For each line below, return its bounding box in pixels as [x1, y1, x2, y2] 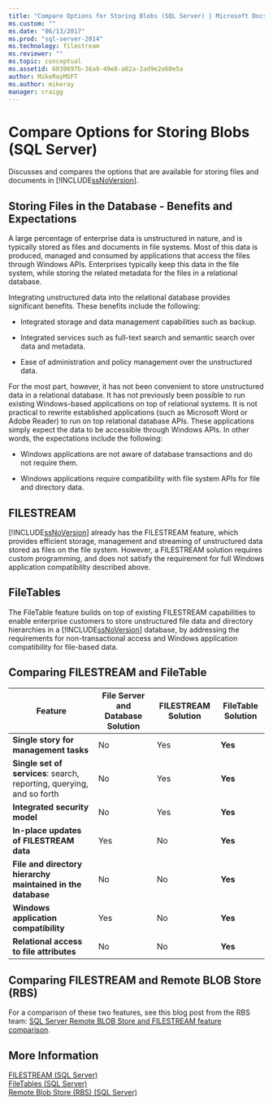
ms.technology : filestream [8, 42, 100, 50]
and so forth [12, 787, 59, 799]
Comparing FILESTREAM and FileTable [8, 665, 207, 680]
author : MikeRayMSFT [8, 72, 79, 81]
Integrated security [12, 801, 89, 813]
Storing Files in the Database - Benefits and [8, 199, 233, 213]
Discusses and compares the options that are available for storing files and [8, 167, 259, 177]
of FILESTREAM [12, 835, 75, 846]
